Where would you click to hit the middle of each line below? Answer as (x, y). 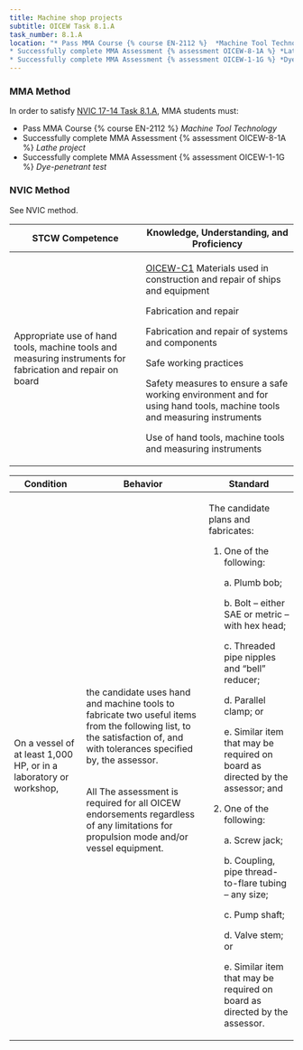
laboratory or (41, 776)
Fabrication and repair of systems (217, 331)
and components (182, 342)
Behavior (143, 483)
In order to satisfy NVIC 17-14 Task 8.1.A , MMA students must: (124, 111)
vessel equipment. (125, 848)
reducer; (242, 680)
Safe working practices (195, 362)
